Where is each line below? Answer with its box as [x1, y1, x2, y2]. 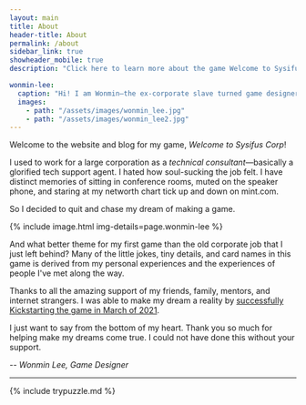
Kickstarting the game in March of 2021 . [9, 305, 160, 316]
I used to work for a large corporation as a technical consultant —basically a [9, 157, 294, 168]
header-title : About [9, 30, 88, 39]
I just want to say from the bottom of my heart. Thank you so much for [9, 322, 273, 333]
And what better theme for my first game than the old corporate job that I [9, 238, 283, 250]
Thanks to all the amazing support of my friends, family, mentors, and [9, 286, 270, 297]
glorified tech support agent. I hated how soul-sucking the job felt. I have [9, 167, 283, 177]
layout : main [9, 13, 59, 23]
